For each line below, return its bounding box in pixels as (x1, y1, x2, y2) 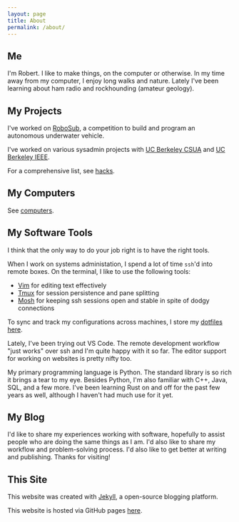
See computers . (7, 206, 55, 215)
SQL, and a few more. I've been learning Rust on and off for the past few (7, 383, 220, 391)
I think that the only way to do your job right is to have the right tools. (7, 245, 210, 254)
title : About (7, 17, 46, 24)
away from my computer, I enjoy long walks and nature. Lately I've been (7, 76, 219, 86)
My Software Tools (7, 227, 93, 239)
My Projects (7, 105, 62, 117)
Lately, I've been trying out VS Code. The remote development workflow (7, 339, 220, 347)
